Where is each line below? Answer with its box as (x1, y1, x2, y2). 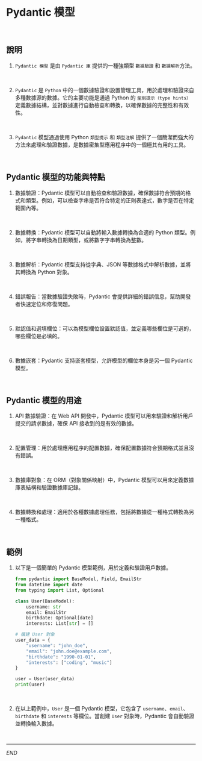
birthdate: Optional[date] (26, 615, 94, 621)
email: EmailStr (26, 609, 67, 615)
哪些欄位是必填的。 (14, 332, 63, 339)
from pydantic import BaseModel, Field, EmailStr (14, 576, 142, 582)
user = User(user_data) (14, 676, 75, 682)
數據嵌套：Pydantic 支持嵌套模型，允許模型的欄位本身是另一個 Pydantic (14, 357, 194, 364)
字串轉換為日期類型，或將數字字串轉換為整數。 (31, 236, 147, 243)
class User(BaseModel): (14, 598, 75, 604)
